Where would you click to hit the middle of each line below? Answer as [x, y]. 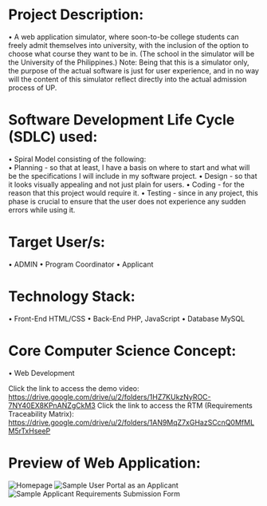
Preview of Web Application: [104, 463]
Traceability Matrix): [41, 413]
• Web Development [41, 373]
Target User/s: [57, 242]
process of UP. [33, 87]
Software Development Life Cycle [122, 120]
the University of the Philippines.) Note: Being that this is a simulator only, [129, 62]
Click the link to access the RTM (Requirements [175, 405]
